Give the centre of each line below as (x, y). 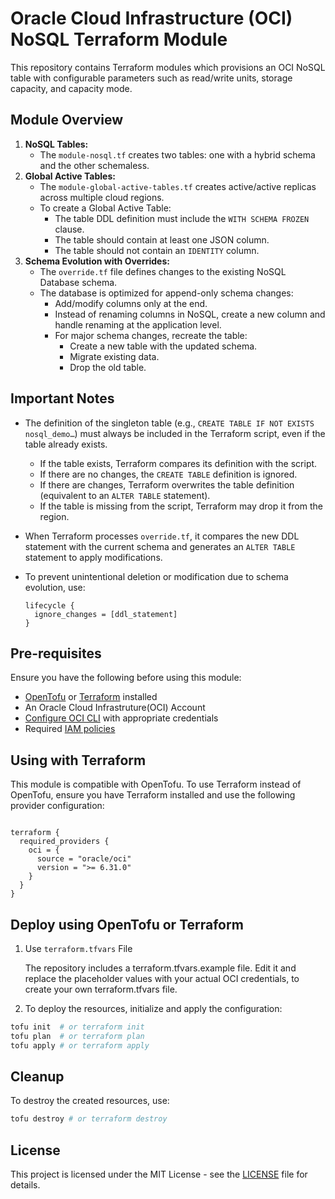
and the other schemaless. (94, 165)
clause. (69, 229)
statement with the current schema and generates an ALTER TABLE (160, 546)
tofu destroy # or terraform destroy (89, 1119)
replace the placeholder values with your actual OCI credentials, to (162, 978)
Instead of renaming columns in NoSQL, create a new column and (190, 314)
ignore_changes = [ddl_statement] (106, 614)
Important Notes (62, 398)
